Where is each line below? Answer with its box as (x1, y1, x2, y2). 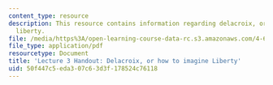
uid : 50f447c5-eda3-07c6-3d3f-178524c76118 (8, 65, 158, 73)
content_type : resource (8, 11, 89, 20)
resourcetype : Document (8, 49, 89, 57)
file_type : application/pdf (8, 42, 104, 50)
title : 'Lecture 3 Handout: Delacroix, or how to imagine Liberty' (8, 57, 242, 66)
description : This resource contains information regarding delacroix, (8, 19, 256, 28)
